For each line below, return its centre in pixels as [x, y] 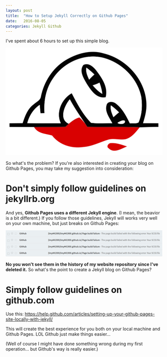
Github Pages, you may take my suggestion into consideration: [70, 168]
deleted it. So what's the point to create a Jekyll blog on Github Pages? [79, 270]
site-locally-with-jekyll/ [29, 319]
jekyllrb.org [30, 199]
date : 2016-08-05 [26, 21]
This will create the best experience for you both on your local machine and [83, 329]
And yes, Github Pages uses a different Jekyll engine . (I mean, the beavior [83, 213]
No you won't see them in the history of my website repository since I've [82, 264]
